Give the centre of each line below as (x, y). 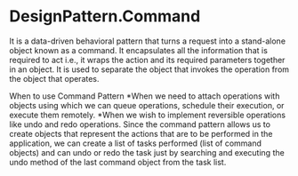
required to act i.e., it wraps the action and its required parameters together (147, 60)
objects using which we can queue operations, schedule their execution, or (147, 105)
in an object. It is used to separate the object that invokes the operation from (149, 69)
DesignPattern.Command (105, 16)
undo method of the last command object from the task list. (118, 162)
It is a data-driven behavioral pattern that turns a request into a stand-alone (148, 41)
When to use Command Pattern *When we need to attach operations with (145, 96)
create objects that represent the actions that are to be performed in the (141, 133)
